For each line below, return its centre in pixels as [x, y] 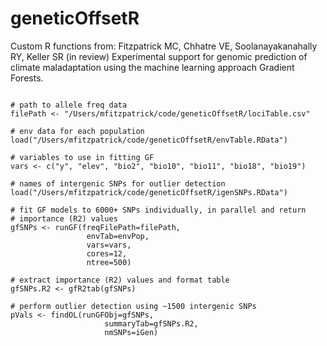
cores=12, [107, 253]
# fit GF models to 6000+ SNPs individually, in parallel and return [158, 210]
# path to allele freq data [69, 105]
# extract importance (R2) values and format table [120, 280]
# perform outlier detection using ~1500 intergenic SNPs [133, 306]
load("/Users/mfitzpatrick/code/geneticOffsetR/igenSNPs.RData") [149, 192]
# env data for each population [77, 131]
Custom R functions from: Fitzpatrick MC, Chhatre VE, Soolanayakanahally [164, 46]
